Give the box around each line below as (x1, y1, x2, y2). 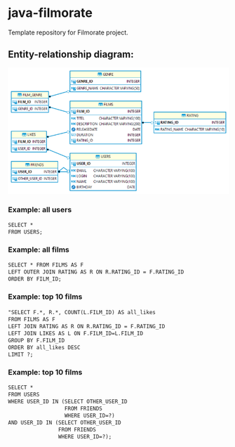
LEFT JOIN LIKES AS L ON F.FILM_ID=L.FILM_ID (8, 330, 143, 337)
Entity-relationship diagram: (8, 48, 134, 60)
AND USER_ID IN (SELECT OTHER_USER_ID (8, 419, 121, 426)
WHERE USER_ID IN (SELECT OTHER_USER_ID (8, 398, 128, 405)
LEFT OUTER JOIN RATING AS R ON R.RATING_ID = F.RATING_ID (8, 268, 184, 276)
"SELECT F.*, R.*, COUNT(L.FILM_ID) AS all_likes (8, 309, 156, 316)
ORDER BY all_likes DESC (8, 344, 81, 351)
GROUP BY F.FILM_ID (8, 337, 65, 344)
